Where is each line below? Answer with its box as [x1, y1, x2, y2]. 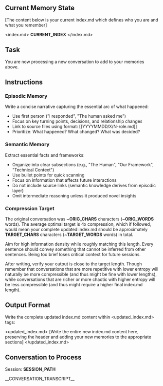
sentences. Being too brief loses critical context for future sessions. [5, 251, 141, 257]
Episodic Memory [5, 92, 48, 99]
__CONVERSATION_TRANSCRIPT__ [5, 376, 75, 382]
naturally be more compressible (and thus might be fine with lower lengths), [5, 271, 157, 277]
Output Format [5, 301, 51, 309]
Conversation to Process [5, 353, 82, 362]
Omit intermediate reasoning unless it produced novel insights [12, 193, 137, 198]
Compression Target [5, 205, 54, 212]
